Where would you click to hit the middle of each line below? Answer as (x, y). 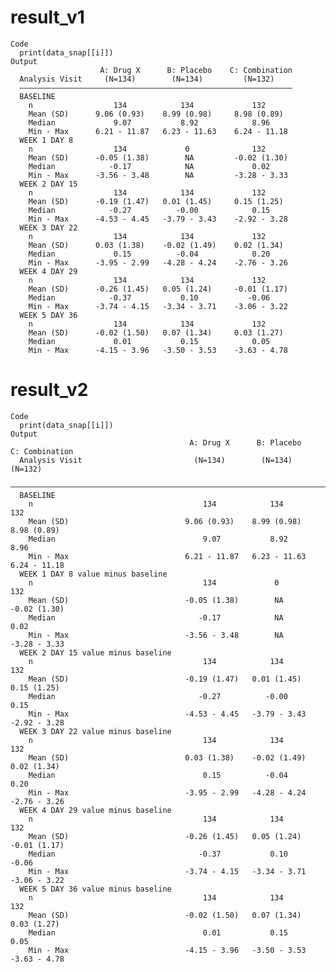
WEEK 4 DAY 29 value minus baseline (95, 810)
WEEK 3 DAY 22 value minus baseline (95, 731)
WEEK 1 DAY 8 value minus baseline (93, 574)
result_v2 (49, 390)
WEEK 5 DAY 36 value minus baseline (95, 889)
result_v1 (47, 17)
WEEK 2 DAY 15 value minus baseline (95, 652)
